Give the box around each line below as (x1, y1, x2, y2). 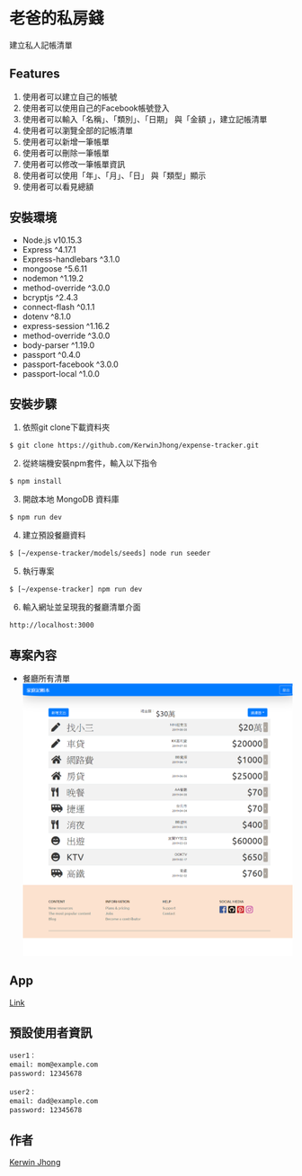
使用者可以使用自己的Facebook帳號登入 (22, 102, 170, 113)
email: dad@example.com (9, 1097, 99, 1106)
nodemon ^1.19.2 (22, 272, 84, 283)
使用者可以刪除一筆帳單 (22, 147, 110, 158)
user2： (9, 1088, 37, 1097)
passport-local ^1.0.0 (22, 368, 101, 379)
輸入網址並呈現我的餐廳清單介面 (22, 601, 141, 612)
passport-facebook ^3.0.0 (22, 359, 119, 370)
